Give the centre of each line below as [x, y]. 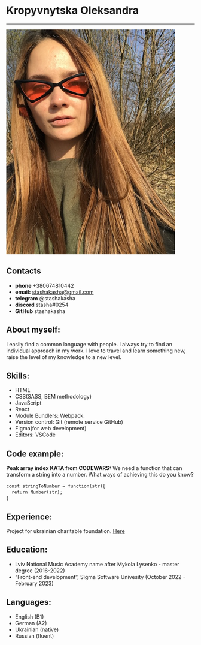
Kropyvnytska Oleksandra [73, 10]
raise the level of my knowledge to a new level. [64, 357]
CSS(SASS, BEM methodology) [53, 397]
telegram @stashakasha [45, 298]
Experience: [29, 516]
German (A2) [31, 623]
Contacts [24, 271]
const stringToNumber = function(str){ [56, 486]
